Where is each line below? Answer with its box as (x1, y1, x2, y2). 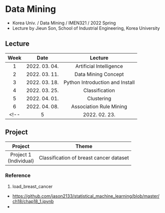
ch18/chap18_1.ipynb (12, 198, 54, 204)
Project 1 (10, 151, 32, 158)
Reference (5, 172, 31, 179)
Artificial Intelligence (75, 63, 123, 70)
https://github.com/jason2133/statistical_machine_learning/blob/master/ (12, 193, 160, 199)
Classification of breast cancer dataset (39, 154, 129, 161)
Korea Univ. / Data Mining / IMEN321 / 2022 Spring (12, 20, 116, 26)
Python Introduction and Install (63, 78, 135, 85)
